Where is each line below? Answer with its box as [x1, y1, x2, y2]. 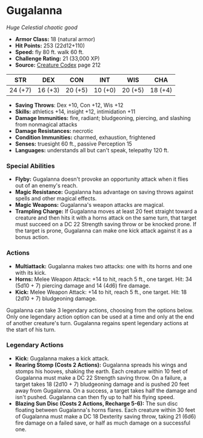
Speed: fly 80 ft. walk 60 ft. [15, 48, 84, 55]
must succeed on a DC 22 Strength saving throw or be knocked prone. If [15, 221, 197, 228]
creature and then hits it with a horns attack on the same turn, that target [15, 214, 197, 221]
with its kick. [15, 269, 47, 276]
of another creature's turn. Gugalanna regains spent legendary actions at [6, 319, 189, 326]
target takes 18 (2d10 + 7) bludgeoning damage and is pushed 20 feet [15, 380, 190, 388]
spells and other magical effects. [15, 195, 97, 202]
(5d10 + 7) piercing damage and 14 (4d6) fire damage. [15, 281, 150, 289]
